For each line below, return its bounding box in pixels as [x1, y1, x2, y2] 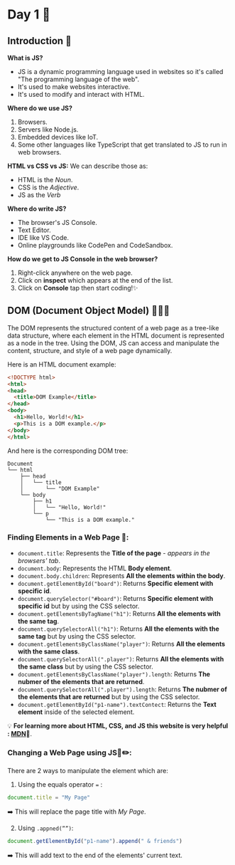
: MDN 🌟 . [7, 729, 33, 738]
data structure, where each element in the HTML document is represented [7, 331, 225, 340]
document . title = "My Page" [7, 794, 91, 802]
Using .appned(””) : [17, 824, 74, 832]
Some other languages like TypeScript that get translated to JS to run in [17, 140, 227, 149]
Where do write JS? [7, 204, 67, 213]
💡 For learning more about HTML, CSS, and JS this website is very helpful [7, 721, 229, 730]
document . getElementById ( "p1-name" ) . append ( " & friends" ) [7, 838, 182, 845]
